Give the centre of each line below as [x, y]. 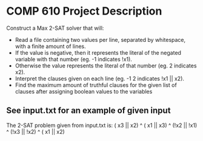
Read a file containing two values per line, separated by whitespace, [100, 40]
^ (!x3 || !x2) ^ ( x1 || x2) [35, 131]
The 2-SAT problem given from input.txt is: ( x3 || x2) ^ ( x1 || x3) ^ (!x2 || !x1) [102, 125]
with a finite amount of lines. [50, 46]
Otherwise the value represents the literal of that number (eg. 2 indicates [106, 66]
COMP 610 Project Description [84, 11]
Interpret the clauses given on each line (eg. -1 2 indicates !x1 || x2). [100, 78]
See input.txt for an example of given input [88, 111]
